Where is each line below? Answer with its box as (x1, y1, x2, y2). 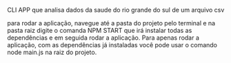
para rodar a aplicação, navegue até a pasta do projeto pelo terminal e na (7, 19, 216, 27)
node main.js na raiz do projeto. (7, 48, 97, 56)
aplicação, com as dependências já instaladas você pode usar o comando (7, 41, 217, 49)
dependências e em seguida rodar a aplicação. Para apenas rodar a (7, 34, 200, 42)
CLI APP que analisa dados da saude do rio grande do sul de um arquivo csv (7, 6, 225, 14)
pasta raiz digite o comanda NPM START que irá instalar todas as (7, 27, 192, 34)
